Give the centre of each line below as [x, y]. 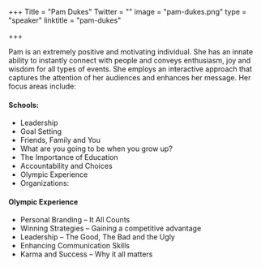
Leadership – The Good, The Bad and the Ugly [98, 237]
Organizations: [45, 183]
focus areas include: [43, 86]
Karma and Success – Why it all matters [86, 254]
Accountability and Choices [66, 166]
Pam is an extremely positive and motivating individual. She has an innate [131, 52]
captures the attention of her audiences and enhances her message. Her [130, 78]
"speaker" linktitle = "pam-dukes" [65, 20]
